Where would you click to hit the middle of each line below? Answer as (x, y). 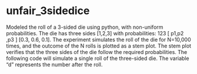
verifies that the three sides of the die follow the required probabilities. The (97, 52)
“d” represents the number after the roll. (54, 64)
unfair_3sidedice (48, 11)
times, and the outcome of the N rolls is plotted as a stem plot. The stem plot (99, 46)
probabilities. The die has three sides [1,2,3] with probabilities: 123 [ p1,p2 (95, 33)
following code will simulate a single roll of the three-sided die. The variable (98, 58)
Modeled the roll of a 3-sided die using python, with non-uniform (85, 27)
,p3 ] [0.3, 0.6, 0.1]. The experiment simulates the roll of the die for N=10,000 (98, 39)
